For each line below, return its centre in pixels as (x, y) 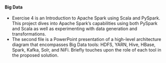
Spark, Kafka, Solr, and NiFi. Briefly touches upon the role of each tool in (86, 50)
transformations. (29, 34)
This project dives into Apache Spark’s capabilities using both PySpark (85, 23)
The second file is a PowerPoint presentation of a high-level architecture (86, 39)
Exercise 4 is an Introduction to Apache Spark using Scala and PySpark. (86, 18)
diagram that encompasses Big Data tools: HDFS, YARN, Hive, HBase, (84, 44)
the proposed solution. (35, 55)
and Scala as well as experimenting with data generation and (74, 29)
